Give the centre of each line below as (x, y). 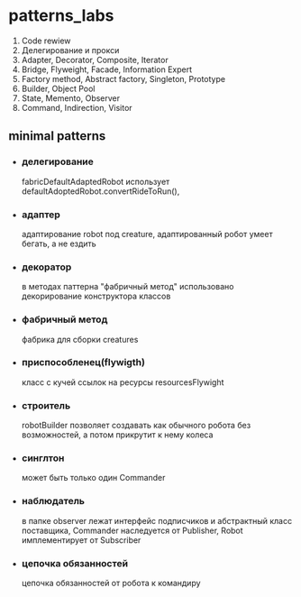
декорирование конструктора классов (96, 296)
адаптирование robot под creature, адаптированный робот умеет (147, 234)
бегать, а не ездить (59, 243)
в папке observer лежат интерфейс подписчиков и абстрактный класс (157, 520)
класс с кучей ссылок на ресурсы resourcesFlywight (123, 382)
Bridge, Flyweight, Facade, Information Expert (107, 69)
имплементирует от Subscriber (81, 540)
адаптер (41, 215)
